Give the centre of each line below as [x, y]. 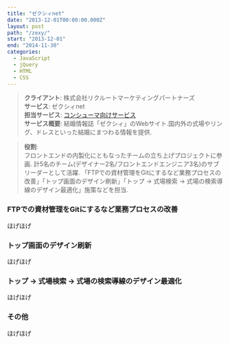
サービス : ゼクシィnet [54, 107]
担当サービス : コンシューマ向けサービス [80, 115]
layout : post [26, 26]
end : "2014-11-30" [33, 45]
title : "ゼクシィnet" [36, 13]
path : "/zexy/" [29, 33]
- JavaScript [32, 58]
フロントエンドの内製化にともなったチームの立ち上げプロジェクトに [120, 155]
